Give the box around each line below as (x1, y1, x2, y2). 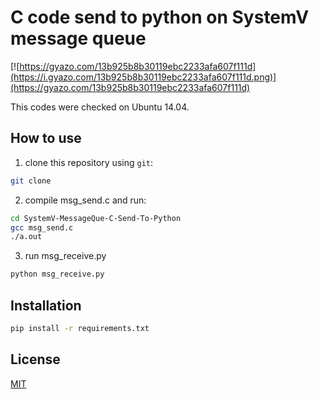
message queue (10, 27, 147, 50)
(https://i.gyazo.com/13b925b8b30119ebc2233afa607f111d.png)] (10, 71, 277, 83)
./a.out (10, 232, 43, 242)
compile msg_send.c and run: (24, 194, 147, 206)
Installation (10, 297, 82, 314)
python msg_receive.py (10, 269, 105, 280)
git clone (10, 176, 52, 186)
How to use (10, 130, 82, 147)
